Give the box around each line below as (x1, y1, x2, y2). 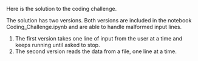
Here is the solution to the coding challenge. (6, 5, 117, 12)
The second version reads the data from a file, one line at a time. (15, 48, 177, 55)
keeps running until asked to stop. (15, 42, 100, 48)
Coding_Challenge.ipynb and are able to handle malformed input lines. (6, 24, 182, 30)
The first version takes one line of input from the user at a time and (15, 35, 183, 42)
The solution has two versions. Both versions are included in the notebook (6, 17, 192, 24)
